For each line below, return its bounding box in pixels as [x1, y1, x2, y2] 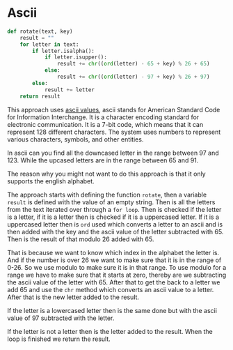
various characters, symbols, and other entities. [7, 135, 144, 144]
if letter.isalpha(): [32, 47, 95, 54]
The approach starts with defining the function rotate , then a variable [7, 190, 207, 199]
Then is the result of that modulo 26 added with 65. [7, 235, 154, 243]
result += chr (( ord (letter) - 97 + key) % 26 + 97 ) [56, 73, 210, 81]
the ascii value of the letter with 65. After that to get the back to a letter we [7, 277, 220, 287]
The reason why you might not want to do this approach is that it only [7, 169, 207, 178]
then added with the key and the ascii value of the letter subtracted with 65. [7, 227, 224, 236]
